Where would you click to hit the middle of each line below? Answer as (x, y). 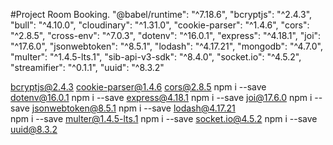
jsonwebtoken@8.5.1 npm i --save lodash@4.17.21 (133, 108)
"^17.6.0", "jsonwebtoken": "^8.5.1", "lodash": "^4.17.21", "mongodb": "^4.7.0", (166, 46)
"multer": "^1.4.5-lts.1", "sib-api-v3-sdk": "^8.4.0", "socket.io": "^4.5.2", (156, 57)
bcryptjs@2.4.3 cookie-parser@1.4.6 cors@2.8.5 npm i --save (138, 87)
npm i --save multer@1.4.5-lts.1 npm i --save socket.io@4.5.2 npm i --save (164, 118)
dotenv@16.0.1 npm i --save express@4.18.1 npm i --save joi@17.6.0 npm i (161, 97)
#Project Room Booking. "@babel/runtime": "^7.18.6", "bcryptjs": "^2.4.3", (161, 14)
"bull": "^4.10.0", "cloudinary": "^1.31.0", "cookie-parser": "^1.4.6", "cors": (160, 25)
